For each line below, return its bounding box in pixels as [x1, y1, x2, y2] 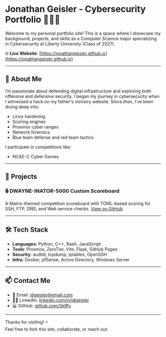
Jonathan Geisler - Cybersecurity [5, 3, 146, 15]
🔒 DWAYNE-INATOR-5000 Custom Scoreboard [5, 188, 120, 195]
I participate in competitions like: [5, 144, 72, 150]
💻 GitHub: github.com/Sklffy [12, 303, 71, 309]
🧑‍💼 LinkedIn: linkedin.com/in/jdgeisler [12, 297, 89, 303]
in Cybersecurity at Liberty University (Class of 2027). [5, 41, 115, 46]
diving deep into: [5, 104, 40, 110]
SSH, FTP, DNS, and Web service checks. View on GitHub [5, 206, 123, 212]
